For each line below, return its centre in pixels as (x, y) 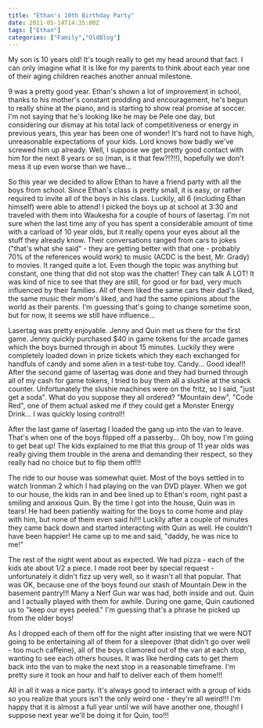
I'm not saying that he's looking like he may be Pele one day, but (112, 117)
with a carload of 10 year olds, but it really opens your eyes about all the (124, 232)
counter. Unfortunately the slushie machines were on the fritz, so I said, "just (131, 389)
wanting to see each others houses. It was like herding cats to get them (123, 658)
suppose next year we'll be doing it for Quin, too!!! (89, 715)
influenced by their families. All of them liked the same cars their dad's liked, (131, 291)
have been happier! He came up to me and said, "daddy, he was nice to (123, 536)
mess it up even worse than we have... (70, 166)
